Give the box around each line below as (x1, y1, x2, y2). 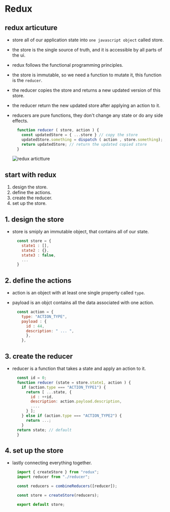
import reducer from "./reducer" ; (17, 474, 90, 479)
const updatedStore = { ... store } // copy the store (21, 132, 138, 138)
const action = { (17, 309, 54, 315)
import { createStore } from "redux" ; (17, 470, 99, 475)
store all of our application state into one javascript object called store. (12, 37, 164, 43)
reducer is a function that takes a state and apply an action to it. (12, 365, 146, 371)
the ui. (12, 52, 26, 58)
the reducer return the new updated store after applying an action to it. (12, 102, 161, 109)
